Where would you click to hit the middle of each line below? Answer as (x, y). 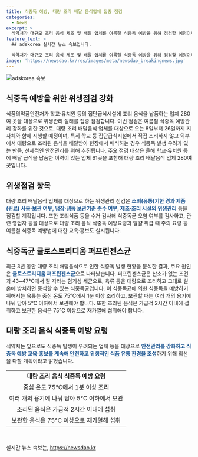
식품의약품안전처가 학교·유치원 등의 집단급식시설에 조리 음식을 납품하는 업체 (93, 114)
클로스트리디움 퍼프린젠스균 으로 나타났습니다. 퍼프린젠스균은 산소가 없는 (95, 274)
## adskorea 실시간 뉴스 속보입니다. (52, 45)
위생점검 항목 (29, 185)
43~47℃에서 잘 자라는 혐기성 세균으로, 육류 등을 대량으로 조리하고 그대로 (97, 281)
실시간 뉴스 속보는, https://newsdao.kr (51, 447)
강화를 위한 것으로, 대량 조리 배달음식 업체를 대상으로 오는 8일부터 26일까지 (99, 129)
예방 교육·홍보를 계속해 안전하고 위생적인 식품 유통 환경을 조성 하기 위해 (97, 353)
